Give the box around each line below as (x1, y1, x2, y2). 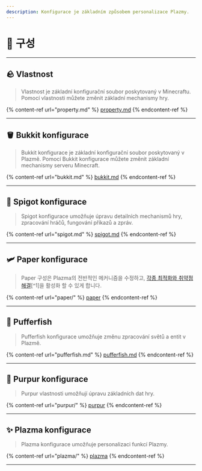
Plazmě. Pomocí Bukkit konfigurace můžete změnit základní (20, 155, 170, 163)
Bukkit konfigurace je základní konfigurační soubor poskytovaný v (20, 149, 185, 157)
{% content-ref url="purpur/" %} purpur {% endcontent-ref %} (6, 402, 162, 409)
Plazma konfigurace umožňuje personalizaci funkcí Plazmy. (20, 441, 168, 448)
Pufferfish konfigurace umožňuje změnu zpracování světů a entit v (20, 332, 186, 340)
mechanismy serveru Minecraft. (20, 162, 100, 169)
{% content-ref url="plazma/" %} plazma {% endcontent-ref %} (6, 452, 165, 460)
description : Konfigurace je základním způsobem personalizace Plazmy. (6, 8, 189, 15)
